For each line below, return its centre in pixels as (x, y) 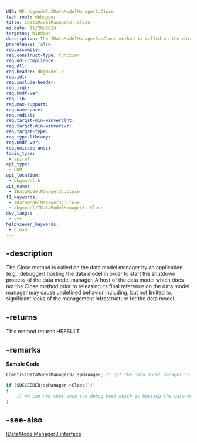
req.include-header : (31, 83)
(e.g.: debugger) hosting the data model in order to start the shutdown (91, 274)
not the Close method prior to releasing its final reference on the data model (98, 286)
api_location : (23, 175)
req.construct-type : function (43, 55)
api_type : (18, 164)
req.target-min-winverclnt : (40, 121)
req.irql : (18, 88)
